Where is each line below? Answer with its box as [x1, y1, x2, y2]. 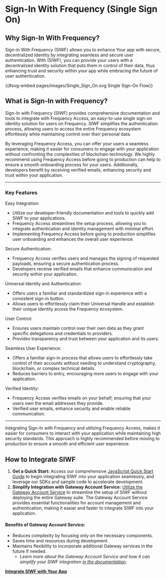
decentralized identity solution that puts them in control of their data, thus [5, 63, 155, 68]
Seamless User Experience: [5, 345, 62, 352]
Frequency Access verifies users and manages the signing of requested [12, 256, 159, 262]
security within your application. [12, 271, 78, 277]
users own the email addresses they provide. [12, 401, 104, 406]
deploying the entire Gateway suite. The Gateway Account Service [12, 494, 148, 500]
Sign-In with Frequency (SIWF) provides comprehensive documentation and [5, 110, 160, 116]
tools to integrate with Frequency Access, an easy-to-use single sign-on [5, 115, 152, 121]
